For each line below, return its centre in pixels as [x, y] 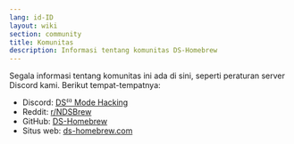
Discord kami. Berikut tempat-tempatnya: [85, 85]
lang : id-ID [31, 17]
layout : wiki [34, 26]
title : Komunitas [42, 42]
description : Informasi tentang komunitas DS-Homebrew [113, 51]
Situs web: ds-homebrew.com [77, 131]
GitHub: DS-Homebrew [65, 122]
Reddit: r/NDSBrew [57, 112]
